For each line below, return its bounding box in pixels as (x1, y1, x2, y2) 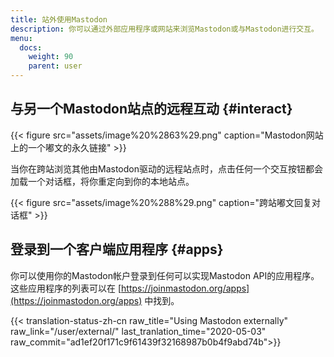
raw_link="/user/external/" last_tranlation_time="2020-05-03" (10, 325, 267, 337)
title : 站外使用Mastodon (10, 14, 108, 25)
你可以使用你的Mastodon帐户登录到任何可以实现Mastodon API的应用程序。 (10, 269, 320, 281)
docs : (19, 42, 43, 53)
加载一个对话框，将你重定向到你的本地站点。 (10, 175, 195, 187)
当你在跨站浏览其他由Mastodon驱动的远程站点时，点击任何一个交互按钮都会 (10, 162, 323, 175)
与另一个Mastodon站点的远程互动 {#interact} (10, 101, 293, 118)
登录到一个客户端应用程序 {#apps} (10, 241, 224, 258)
